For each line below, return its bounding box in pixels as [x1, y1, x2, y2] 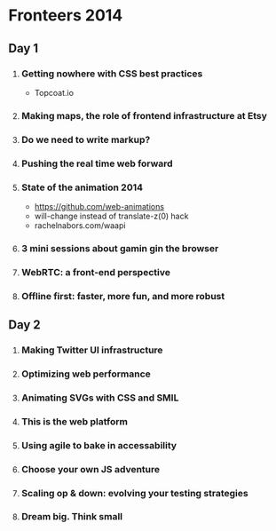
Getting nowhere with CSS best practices [20, 67, 203, 80]
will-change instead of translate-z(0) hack [34, 210, 189, 221]
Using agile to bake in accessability [20, 439, 177, 451]
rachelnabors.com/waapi [34, 219, 126, 231]
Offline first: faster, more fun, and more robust [20, 289, 225, 302]
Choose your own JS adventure [20, 463, 161, 475]
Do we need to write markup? [20, 133, 151, 146]
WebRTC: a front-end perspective [20, 265, 170, 278]
